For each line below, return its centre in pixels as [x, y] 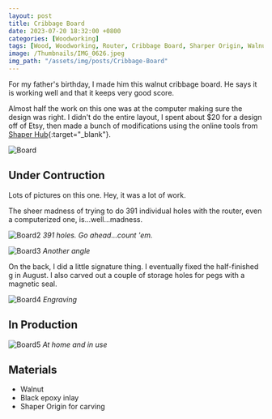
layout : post [30, 16]
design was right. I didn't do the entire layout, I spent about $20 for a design [135, 117]
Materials [33, 370]
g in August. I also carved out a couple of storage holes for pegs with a [127, 275]
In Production [43, 325]
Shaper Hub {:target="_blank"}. [60, 134]
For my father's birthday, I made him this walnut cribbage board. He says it [133, 84]
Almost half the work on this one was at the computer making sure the [125, 108]
